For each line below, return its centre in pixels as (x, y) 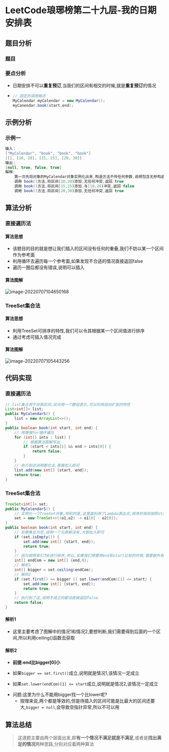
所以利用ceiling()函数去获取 (47, 638)
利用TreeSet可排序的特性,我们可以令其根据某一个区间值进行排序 (78, 330)
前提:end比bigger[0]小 (36, 662)
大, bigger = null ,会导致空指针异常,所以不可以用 (70, 707)
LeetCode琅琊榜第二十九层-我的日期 (81, 10)
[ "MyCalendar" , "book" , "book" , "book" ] (48, 153)
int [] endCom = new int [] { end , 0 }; (52, 560)
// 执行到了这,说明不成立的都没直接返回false (56, 598)
